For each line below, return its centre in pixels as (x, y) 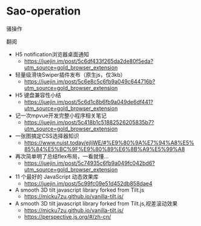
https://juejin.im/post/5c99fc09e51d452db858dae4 (88, 183)
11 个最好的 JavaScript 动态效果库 (57, 176)
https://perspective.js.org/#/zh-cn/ (68, 216)
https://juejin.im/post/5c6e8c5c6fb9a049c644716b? (90, 81)
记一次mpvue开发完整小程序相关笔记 (61, 115)
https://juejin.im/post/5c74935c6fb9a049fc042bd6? (90, 163)
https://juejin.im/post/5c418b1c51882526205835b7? (89, 122)
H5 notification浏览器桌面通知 (52, 54)
